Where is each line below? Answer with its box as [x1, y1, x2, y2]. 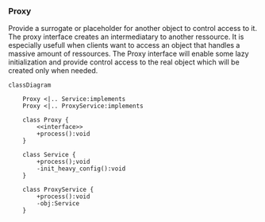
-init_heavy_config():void [36, 165, 126, 173]
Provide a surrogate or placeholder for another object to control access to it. [8, 24, 258, 33]
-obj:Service [36, 200, 80, 208]
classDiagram [8, 81, 52, 89]
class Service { [22, 151, 77, 159]
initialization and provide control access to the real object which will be [8, 57, 240, 67]
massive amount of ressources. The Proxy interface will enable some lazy [8, 49, 249, 59]
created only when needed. [8, 66, 98, 76]
